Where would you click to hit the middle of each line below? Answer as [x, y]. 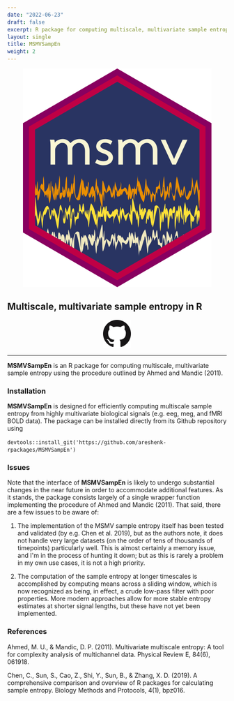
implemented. [37, 614]
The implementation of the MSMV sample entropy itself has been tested [120, 526]
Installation [27, 391]
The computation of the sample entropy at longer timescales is [107, 577]
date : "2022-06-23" [36, 15]
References [27, 632]
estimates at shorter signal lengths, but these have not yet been [109, 606]
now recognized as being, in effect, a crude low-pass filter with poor [116, 591]
